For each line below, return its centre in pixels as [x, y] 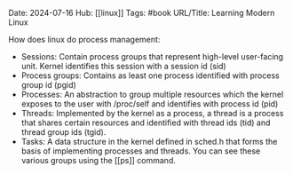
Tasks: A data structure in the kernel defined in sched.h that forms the [149, 142]
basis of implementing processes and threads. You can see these [141, 151]
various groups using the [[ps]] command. [99, 160]
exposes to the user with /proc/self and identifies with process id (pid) [150, 104]
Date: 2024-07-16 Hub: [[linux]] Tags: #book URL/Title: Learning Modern [142, 13]
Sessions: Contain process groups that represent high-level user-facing [152, 56]
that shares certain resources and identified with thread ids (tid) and [146, 123]
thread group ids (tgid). [63, 132]
